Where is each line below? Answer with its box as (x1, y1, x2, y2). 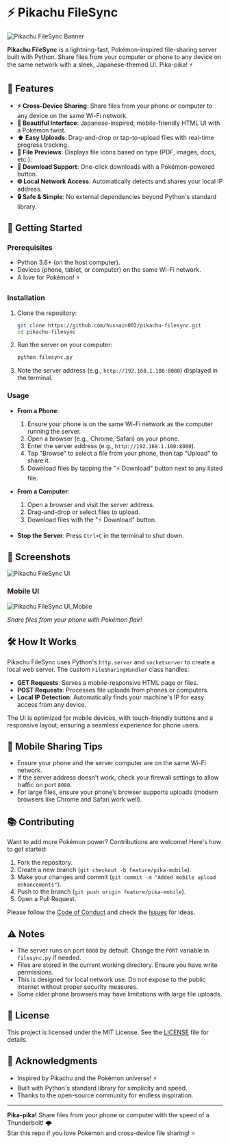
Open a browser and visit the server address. (27, 500, 155, 509)
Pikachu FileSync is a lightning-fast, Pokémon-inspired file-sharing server (7, 45, 217, 54)
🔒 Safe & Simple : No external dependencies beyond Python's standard (16, 192, 217, 200)
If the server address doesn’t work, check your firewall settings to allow (16, 773, 219, 782)
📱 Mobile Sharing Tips (7, 740, 103, 752)
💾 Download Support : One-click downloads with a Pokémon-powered (16, 162, 215, 171)
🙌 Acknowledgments (7, 1055, 98, 1067)
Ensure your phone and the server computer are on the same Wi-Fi (16, 759, 207, 767)
